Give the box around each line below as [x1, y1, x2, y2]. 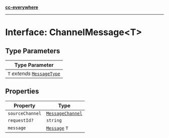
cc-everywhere [5, 5, 39, 10]
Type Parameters [5, 46, 60, 55]
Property [13, 102, 36, 109]
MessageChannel [46, 110, 82, 116]
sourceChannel [8, 110, 42, 116]
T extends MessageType [8, 70, 60, 77]
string [46, 117, 62, 123]
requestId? [8, 117, 34, 123]
